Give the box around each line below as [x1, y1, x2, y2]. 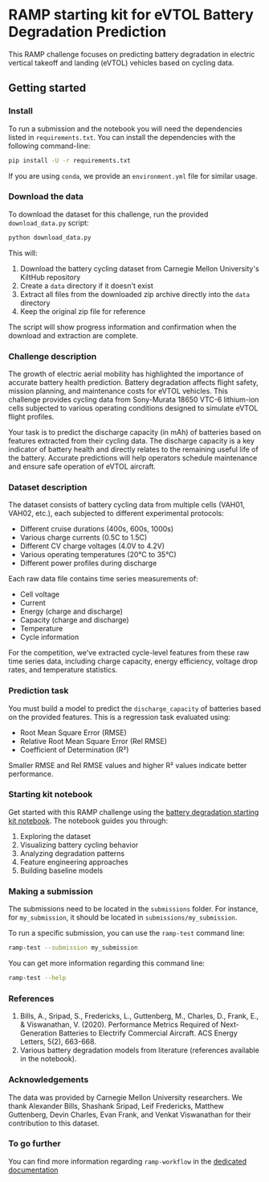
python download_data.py [8, 234, 92, 242]
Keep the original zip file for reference [19, 306, 146, 316]
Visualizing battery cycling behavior [19, 840, 139, 849]
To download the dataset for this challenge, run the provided [8, 209, 209, 219]
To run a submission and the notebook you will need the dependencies [8, 123, 243, 134]
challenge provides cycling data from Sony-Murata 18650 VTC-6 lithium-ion [8, 395, 259, 404]
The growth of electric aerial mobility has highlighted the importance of [8, 369, 244, 378]
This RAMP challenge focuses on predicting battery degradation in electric [8, 49, 255, 59]
